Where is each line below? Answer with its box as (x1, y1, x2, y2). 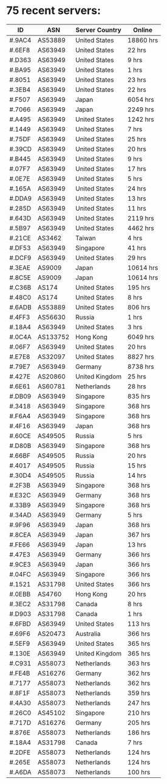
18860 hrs (127, 36, 158, 44)
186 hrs (127, 728, 151, 737)
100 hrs (127, 768, 151, 776)
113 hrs (127, 619, 151, 628)
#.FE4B (9, 669, 30, 677)
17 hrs (127, 164, 147, 173)
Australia (75, 629, 101, 638)
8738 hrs (127, 362, 154, 371)
